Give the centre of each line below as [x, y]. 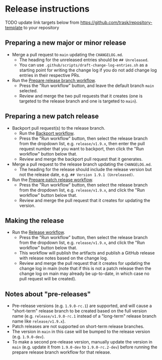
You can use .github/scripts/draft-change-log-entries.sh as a [83, 65]
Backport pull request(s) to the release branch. [59, 128]
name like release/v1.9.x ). [39, 321]
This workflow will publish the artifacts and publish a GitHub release [87, 253]
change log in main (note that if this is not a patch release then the [85, 269]
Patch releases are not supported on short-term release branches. [78, 326]
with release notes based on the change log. [63, 258]
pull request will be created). [48, 279]
